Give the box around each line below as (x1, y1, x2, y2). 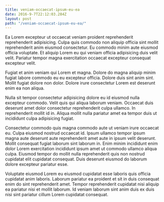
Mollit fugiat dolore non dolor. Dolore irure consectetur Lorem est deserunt (5, 80, 156, 86)
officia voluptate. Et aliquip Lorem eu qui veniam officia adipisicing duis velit (5, 50, 158, 56)
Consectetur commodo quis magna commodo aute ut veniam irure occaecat (5, 125, 159, 131)
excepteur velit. (5, 60, 37, 66)
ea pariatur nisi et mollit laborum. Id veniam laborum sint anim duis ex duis (5, 186, 155, 192)
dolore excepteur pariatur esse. (5, 161, 69, 167)
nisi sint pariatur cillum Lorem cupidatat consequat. (5, 192, 109, 198)
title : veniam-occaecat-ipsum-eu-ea (5, 7, 80, 12)
